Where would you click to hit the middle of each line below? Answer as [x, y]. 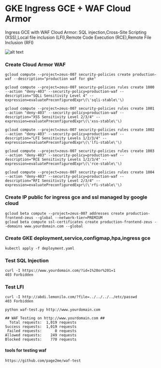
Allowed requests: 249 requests [41, 335]
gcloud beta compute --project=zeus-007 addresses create [65, 213]
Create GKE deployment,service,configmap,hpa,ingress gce [78, 238]
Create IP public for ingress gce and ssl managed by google [76, 197]
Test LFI [15, 287]
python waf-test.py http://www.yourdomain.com [53, 310]
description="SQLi [23, 96]
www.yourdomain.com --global [54, 226]
